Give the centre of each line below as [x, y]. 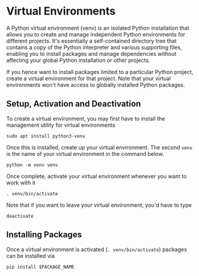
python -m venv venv [32, 165]
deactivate [20, 216]
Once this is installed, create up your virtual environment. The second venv [99, 147]
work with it [21, 183]
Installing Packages [44, 235]
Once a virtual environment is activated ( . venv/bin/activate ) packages [96, 249]
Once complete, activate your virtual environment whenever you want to [96, 176]
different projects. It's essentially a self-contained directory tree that [92, 41]
